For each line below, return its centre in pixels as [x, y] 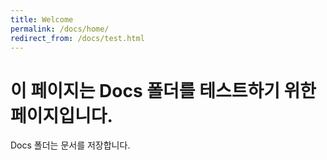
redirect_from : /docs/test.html [77, 38]
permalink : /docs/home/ [60, 29]
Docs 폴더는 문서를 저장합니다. [70, 145]
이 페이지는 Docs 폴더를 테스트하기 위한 [163, 90]
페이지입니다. [61, 115]
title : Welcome [42, 19]
